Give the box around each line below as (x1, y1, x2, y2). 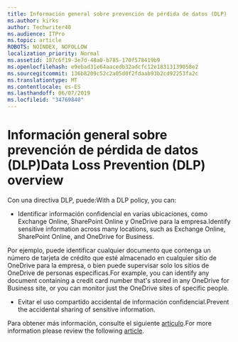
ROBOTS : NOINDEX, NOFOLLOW (7, 43, 87, 50)
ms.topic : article (7, 37, 62, 44)
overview (7, 172, 64, 188)
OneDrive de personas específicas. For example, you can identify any (7, 268, 210, 277)
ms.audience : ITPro (7, 30, 65, 38)
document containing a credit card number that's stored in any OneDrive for (7, 276, 229, 284)
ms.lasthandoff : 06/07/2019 (7, 90, 91, 97)
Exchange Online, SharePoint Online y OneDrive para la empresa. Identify (17, 217, 231, 225)
